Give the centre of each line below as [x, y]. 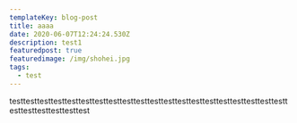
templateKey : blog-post [54, 17]
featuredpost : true [46, 51]
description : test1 [46, 42]
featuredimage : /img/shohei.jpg [70, 59]
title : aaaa [31, 26]
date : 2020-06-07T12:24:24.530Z [70, 34]
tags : [19, 68]
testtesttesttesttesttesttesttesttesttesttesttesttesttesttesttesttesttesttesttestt [149, 101]
